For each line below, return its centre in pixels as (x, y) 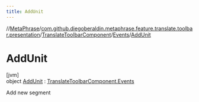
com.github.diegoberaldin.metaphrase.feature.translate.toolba (117, 28)
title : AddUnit (25, 11)
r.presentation (23, 34)
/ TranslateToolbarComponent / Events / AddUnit (95, 34)
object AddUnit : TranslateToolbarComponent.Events (70, 81)
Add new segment (28, 93)
